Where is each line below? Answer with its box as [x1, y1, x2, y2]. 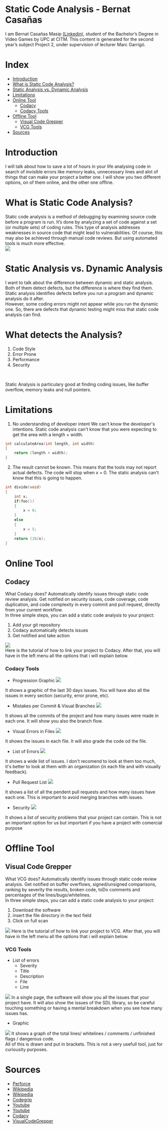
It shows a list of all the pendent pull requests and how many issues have [5, 789, 156, 795]
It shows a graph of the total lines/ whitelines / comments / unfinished [11, 1031, 155, 1037]
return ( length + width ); [14, 451, 68, 456]
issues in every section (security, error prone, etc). [5, 692, 109, 698]
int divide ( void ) [5, 485, 41, 490]
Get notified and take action [12, 633, 70, 639]
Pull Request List [12, 779, 47, 785]
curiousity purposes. [5, 1047, 48, 1053]
